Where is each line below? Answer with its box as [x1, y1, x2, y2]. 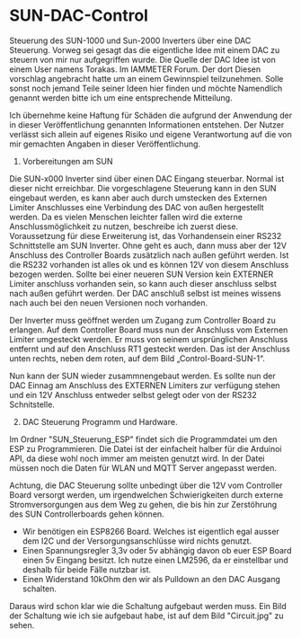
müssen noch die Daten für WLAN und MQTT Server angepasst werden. [9, 462, 277, 473]
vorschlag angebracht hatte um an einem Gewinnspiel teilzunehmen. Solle [9, 73, 284, 84]
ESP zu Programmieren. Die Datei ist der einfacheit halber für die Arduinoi [9, 443, 282, 454]
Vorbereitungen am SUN [22, 155, 114, 166]
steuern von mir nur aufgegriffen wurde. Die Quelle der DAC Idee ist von [9, 54, 276, 65]
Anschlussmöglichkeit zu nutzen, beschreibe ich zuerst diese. [9, 221, 239, 232]
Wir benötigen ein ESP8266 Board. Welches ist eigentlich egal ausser [22, 526, 280, 536]
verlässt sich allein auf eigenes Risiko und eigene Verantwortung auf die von [9, 128, 292, 139]
